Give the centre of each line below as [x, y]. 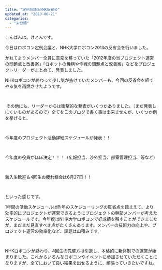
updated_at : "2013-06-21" [31, 14]
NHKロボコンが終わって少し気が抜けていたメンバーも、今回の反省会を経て [79, 80]
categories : [17, 18]
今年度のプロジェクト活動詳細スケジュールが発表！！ [58, 138]
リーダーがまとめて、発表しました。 [49, 70]
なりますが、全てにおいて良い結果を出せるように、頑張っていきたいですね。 [81, 263]
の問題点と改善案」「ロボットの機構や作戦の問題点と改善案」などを [72, 64]
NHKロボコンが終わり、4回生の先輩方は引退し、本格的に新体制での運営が [79, 251]
